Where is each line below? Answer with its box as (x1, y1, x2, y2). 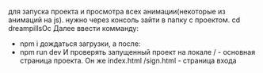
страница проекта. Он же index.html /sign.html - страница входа (19, 56, 237, 65)
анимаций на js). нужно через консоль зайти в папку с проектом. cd (8, 15, 240, 25)
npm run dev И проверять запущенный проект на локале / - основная (19, 48, 256, 56)
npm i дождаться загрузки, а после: (19, 39, 141, 48)
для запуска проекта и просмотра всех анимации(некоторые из (8, 7, 226, 16)
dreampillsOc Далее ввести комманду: (8, 24, 139, 33)
